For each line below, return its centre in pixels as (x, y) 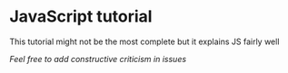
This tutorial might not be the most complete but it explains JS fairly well (144, 41)
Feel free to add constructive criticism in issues (98, 59)
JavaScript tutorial (81, 17)
